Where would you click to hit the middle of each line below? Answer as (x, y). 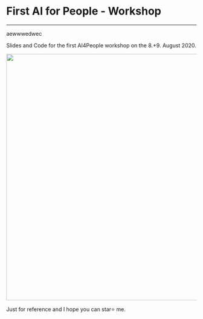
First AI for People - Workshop (84, 11)
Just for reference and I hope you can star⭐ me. (66, 309)
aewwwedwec (24, 33)
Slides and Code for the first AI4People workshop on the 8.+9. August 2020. (101, 45)
